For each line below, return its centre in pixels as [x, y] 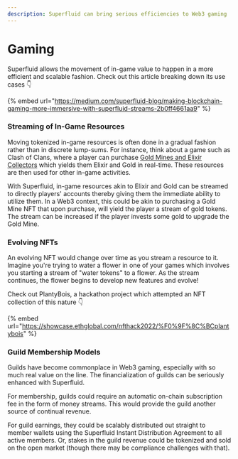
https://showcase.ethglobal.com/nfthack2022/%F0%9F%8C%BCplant [125, 326]
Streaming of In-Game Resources [66, 126]
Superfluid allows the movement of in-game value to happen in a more [110, 69]
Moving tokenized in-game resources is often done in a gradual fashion [112, 142]
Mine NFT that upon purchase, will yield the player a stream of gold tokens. [117, 209]
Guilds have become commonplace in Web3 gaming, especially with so [112, 367]
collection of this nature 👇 [45, 302]
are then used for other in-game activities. [69, 172]
